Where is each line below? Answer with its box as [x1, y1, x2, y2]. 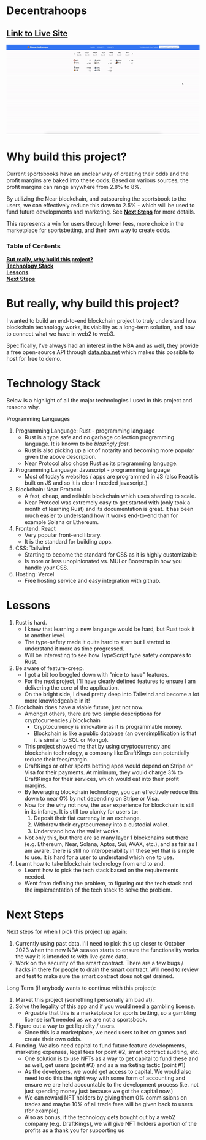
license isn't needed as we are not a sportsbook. [24, 1015, 148, 1023]
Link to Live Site [6, 28, 68, 39]
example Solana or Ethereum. [24, 518, 99, 525]
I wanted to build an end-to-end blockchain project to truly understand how [6, 317, 197, 324]
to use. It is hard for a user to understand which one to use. [24, 853, 175, 861]
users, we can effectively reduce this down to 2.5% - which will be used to [6, 201, 195, 209]
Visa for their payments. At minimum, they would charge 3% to [24, 768, 183, 776]
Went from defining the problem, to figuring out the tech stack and [24, 879, 193, 887]
